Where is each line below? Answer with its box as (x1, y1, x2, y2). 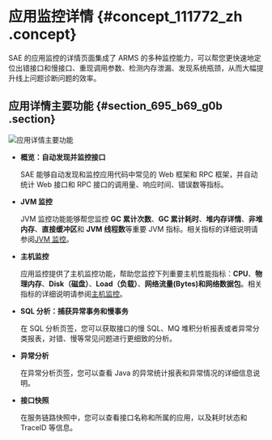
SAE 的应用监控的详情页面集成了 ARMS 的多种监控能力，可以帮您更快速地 (8, 53, 255, 62)
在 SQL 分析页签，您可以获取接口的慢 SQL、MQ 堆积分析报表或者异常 (19, 323, 253, 333)
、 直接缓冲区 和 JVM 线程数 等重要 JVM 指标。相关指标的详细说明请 (34, 224, 258, 233)
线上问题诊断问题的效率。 (15, 73, 101, 83)
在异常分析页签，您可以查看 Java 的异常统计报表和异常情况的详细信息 (19, 368, 253, 378)
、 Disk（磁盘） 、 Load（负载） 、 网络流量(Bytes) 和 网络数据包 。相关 (41, 279, 262, 288)
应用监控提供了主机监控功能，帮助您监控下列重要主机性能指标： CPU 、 (19, 268, 256, 278)
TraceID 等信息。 (19, 422, 78, 432)
